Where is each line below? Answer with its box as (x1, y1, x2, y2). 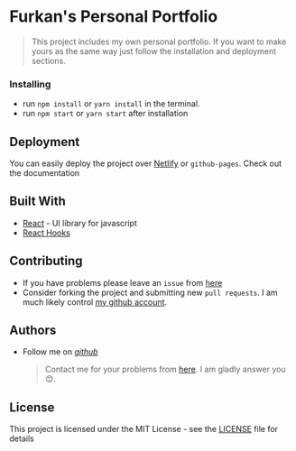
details (9, 433, 34, 444)
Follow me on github (22, 346, 98, 357)
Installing (9, 78, 51, 90)
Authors (9, 323, 57, 338)
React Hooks (22, 227, 70, 238)
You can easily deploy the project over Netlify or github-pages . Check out (9, 158, 282, 169)
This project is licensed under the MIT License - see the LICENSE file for (9, 424, 278, 435)
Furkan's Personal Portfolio (9, 6, 218, 27)
